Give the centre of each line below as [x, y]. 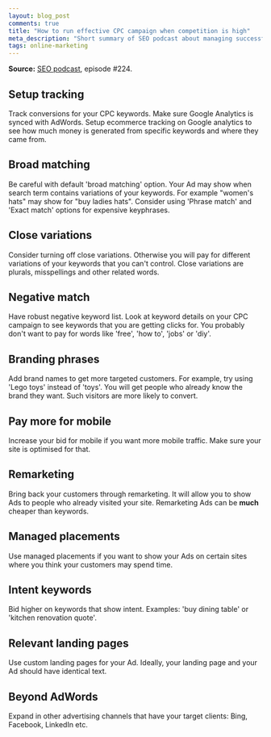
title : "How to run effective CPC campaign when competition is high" [129, 31]
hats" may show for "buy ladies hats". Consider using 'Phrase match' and [130, 201]
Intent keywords [50, 590]
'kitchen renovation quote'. [52, 618]
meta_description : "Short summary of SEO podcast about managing [120, 38]
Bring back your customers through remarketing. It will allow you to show [130, 494]
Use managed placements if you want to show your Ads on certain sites [128, 556]
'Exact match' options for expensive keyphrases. [89, 210]
